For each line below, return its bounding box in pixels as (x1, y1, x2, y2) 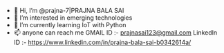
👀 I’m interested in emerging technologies (13, 14, 133, 22)
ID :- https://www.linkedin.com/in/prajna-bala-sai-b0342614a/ (13, 38, 192, 46)
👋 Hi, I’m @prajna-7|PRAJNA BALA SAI (13, 7, 124, 14)
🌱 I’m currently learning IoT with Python (13, 21, 127, 29)
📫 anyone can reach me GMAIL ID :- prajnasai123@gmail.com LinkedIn (13, 29, 218, 37)
